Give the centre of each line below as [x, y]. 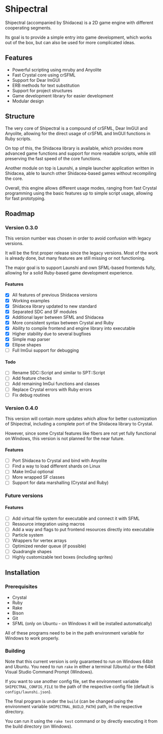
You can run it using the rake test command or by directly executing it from [81, 721]
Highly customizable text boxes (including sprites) [62, 557]
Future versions [24, 496]
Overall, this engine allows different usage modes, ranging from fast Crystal [81, 188]
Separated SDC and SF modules [44, 312]
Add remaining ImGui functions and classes [56, 384]
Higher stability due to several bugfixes [51, 334]
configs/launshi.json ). [29, 692]
